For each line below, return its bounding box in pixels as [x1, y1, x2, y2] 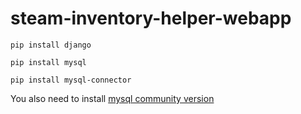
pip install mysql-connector [10, 75, 132, 85]
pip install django [10, 40, 92, 50]
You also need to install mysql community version [10, 92, 215, 104]
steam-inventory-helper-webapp [10, 7, 292, 30]
